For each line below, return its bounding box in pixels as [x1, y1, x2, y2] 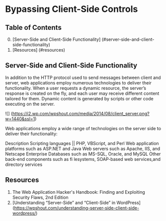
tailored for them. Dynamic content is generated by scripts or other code [5, 95, 154, 101]
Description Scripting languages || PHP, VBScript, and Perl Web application [5, 140, 159, 146]
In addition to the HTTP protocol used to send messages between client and [5, 74, 161, 80]
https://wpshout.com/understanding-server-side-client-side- [14, 205, 139, 211]
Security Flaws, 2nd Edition [12, 194, 69, 200]
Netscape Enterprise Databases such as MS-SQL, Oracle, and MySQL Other [5, 150, 161, 157]
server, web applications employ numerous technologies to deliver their [5, 79, 152, 85]
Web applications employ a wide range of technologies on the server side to [5, 125, 162, 131]
